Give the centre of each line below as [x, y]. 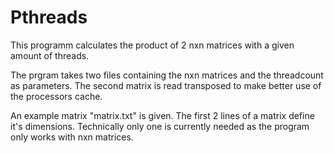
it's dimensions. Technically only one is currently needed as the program [160, 126]
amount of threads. [50, 55]
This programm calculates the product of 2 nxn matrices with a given [152, 45]
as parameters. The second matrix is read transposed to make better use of [166, 85]
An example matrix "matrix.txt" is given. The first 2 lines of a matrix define [162, 115]
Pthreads [49, 17]
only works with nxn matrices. [72, 137]
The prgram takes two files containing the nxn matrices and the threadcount [167, 75]
